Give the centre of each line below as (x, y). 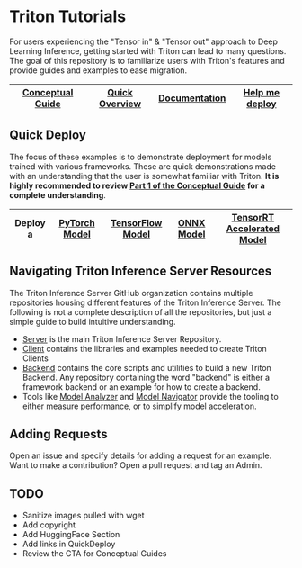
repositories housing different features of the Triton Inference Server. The (145, 302)
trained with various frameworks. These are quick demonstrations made (143, 166)
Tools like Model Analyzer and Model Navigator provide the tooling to (150, 396)
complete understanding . (58, 194)
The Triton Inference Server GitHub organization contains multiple (131, 293)
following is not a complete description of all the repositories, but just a (141, 311)
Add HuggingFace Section (71, 535)
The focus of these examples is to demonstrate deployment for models (141, 157)
